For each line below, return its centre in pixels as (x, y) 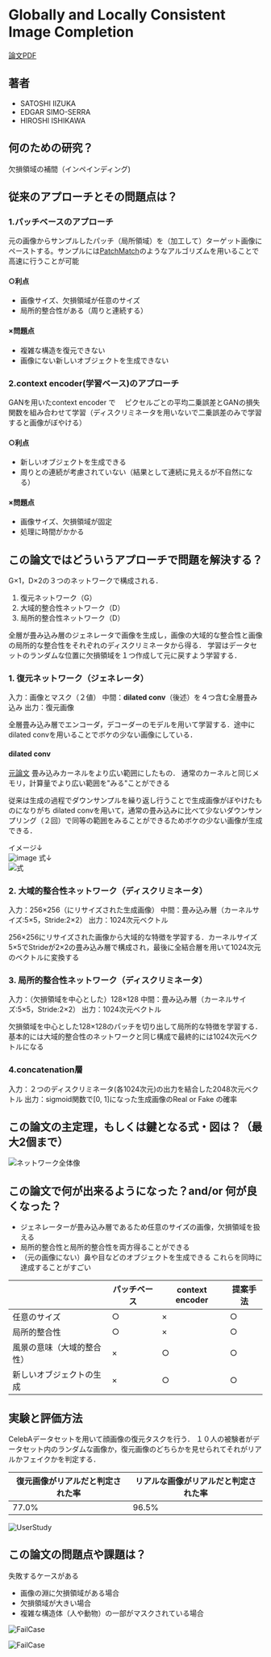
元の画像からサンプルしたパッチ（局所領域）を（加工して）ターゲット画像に (135, 241)
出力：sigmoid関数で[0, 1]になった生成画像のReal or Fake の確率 (131, 1099)
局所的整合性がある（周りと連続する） (83, 311)
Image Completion (71, 32)
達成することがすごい (55, 1268)
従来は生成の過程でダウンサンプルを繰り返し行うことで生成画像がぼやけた (132, 800)
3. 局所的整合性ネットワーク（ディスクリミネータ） (108, 980)
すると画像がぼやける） (47, 423)
